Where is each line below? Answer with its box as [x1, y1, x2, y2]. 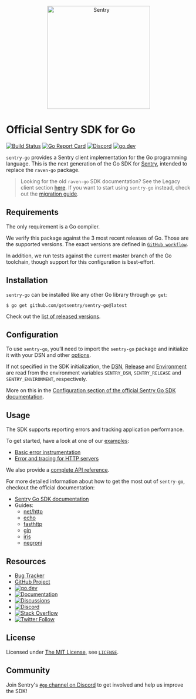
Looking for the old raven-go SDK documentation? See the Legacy [20, 177, 181, 185]
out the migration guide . [20, 190, 79, 197]
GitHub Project [14, 578, 50, 585]
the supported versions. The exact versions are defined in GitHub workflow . [6, 240, 188, 247]
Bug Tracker [14, 572, 45, 579]
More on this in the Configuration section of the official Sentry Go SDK [6, 387, 176, 394]
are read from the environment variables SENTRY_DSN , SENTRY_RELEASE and [6, 369, 182, 376]
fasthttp [23, 521, 43, 528]
